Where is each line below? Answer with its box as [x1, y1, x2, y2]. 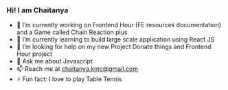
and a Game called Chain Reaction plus [16, 28, 128, 36]
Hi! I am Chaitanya [6, 5, 69, 15]
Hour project [16, 50, 53, 58]
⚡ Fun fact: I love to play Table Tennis [16, 75, 122, 83]
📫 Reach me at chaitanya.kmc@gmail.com [16, 65, 139, 73]
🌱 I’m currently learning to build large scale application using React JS [16, 35, 215, 44]
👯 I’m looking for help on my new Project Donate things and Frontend [16, 43, 212, 51]
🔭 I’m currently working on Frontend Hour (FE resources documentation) [16, 21, 221, 29]
